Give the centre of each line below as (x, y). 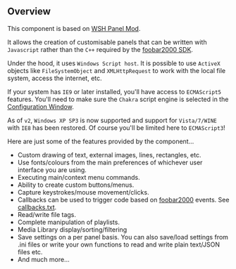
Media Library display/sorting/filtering (72, 229)
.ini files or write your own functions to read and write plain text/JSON (119, 244)
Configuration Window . (41, 106)
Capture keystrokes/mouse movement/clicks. (83, 192)
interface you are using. (52, 170)
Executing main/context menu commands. (79, 177)
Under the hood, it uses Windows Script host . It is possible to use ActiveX (114, 63)
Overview (29, 12)
